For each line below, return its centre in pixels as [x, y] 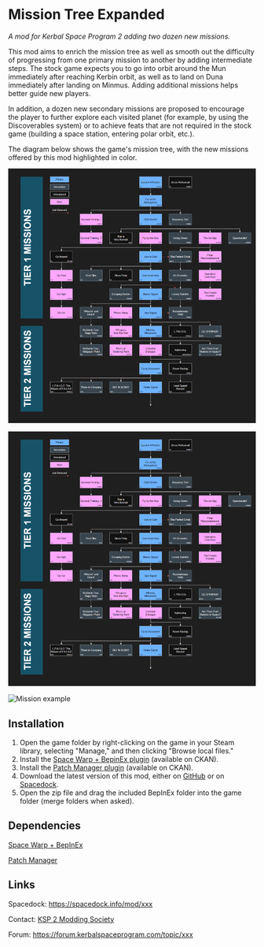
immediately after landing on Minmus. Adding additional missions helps [123, 85]
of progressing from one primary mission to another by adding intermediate [130, 60]
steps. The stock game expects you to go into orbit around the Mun [117, 68]
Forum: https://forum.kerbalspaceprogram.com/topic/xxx [101, 934]
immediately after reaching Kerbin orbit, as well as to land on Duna [116, 76]
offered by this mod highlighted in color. [73, 157]
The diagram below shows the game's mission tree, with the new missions [128, 149]
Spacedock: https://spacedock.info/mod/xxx [81, 904]
